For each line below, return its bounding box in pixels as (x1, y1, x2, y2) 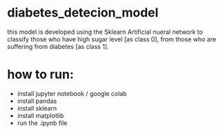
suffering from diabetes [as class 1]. (7, 42, 109, 50)
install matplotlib (17, 111, 64, 119)
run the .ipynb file (17, 119, 68, 127)
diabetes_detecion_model (7, 5, 159, 21)
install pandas (17, 97, 57, 105)
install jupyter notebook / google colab (17, 89, 127, 97)
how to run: (7, 67, 75, 82)
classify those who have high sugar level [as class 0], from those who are (7, 35, 216, 43)
